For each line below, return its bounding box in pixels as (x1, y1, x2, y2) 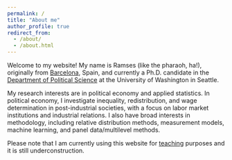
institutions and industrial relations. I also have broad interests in (7, 111, 190, 119)
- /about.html (13, 42, 54, 49)
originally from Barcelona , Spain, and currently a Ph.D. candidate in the (7, 68, 210, 77)
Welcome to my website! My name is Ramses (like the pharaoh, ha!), (7, 61, 202, 69)
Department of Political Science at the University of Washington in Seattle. (7, 76, 220, 83)
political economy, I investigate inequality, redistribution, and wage (7, 97, 197, 104)
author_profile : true (7, 23, 70, 30)
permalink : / (7, 10, 45, 17)
